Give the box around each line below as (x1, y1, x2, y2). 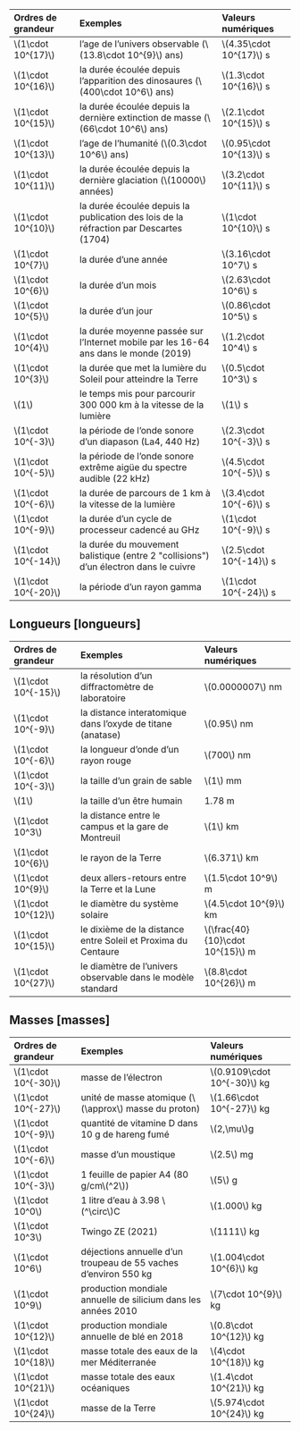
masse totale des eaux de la (80, 1344, 198, 1357)
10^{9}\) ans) (127, 49, 184, 61)
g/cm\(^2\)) (80, 1179, 129, 1191)
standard (79, 982, 119, 995)
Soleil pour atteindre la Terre (79, 373, 199, 385)
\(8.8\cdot (204, 965, 248, 978)
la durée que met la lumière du (79, 362, 207, 374)
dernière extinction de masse (79, 112, 203, 123)
